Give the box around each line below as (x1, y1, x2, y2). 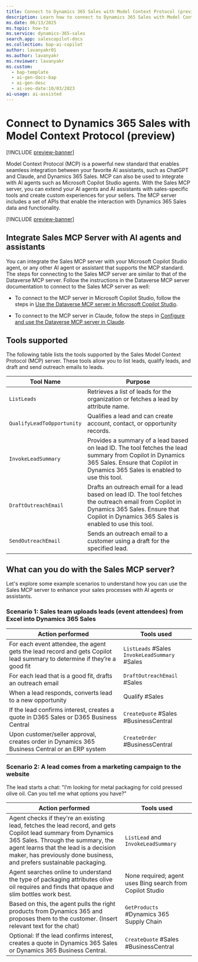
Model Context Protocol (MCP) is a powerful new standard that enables (6, 160, 180, 167)
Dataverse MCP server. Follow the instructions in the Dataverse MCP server (6, 276, 190, 284)
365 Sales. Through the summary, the (9, 836, 114, 844)
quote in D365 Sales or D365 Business (9, 713, 117, 721)
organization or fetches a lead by (87, 395, 179, 403)
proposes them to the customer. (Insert (9, 914, 118, 922)
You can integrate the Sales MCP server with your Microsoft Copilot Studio (6, 258, 187, 265)
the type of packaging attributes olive (9, 875, 113, 883)
